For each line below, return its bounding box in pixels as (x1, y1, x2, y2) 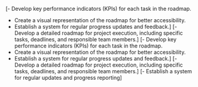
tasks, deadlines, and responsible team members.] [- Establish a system (14, 68, 192, 74)
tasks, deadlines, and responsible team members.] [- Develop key (14, 36, 177, 43)
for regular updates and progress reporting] (14, 74, 122, 81)
